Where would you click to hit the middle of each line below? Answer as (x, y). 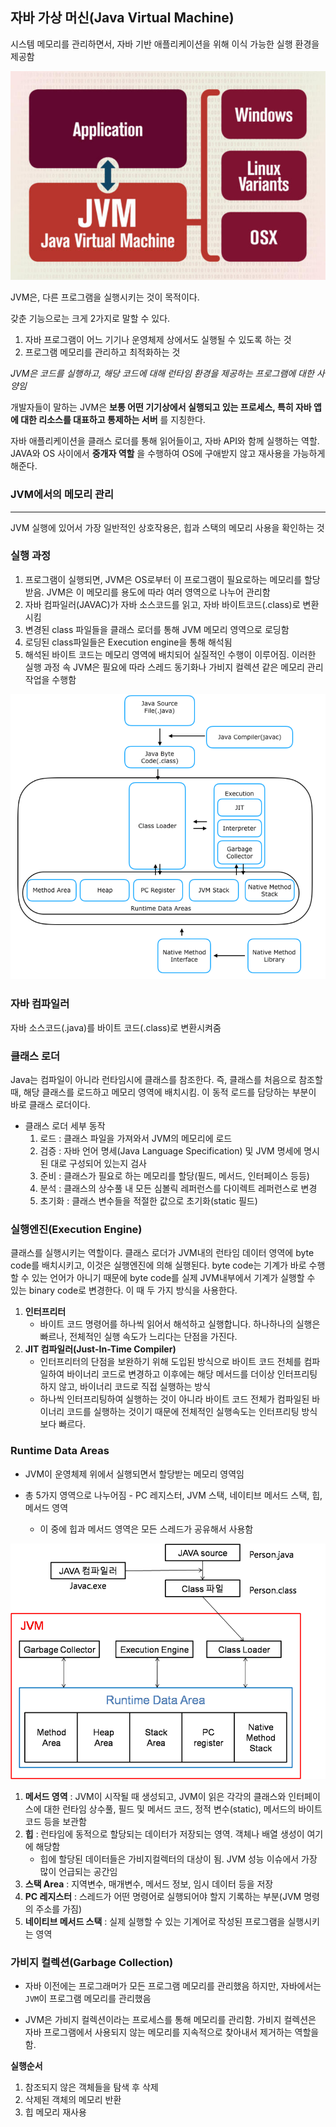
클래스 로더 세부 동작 (65, 1125)
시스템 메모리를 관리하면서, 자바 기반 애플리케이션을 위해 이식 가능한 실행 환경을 (165, 44)
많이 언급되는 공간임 (78, 1871)
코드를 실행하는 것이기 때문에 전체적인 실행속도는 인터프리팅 (183, 1412)
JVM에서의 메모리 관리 (62, 495)
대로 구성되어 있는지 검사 (98, 1163)
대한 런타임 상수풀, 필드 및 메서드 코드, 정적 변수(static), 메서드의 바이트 (183, 1809)
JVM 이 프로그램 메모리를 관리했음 (88, 1999)
